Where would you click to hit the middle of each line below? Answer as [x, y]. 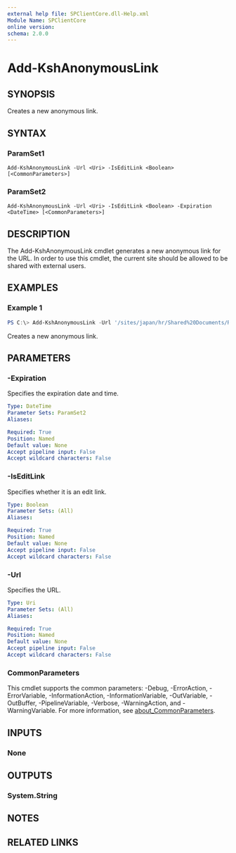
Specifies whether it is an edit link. [57, 492]
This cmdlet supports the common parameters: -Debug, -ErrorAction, [108, 688]
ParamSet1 [26, 153]
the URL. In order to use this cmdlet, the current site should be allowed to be [118, 258]
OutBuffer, [22, 703]
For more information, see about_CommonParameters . [137, 711]
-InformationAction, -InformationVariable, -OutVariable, [129, 696]
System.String [33, 795]
